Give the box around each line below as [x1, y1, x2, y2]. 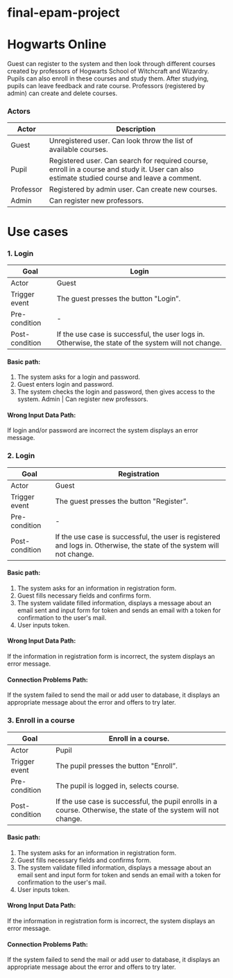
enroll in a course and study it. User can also [49, 165, 194, 174]
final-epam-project [7, 5, 120, 21]
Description [116, 124, 156, 134]
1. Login [7, 248, 34, 258]
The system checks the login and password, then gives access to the [17, 387, 216, 396]
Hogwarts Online [7, 37, 107, 53]
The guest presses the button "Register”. [55, 496, 189, 506]
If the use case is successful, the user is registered [55, 532, 221, 541]
